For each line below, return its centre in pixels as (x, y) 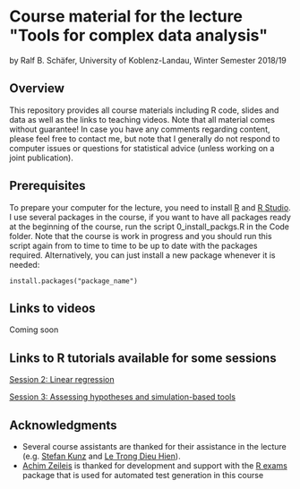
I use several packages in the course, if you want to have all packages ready (150, 217)
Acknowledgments (64, 425)
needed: (25, 264)
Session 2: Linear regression (62, 380)
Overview (37, 88)
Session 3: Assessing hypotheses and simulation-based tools (122, 397)
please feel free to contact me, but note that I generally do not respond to (145, 138)
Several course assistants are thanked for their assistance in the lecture (154, 446)
